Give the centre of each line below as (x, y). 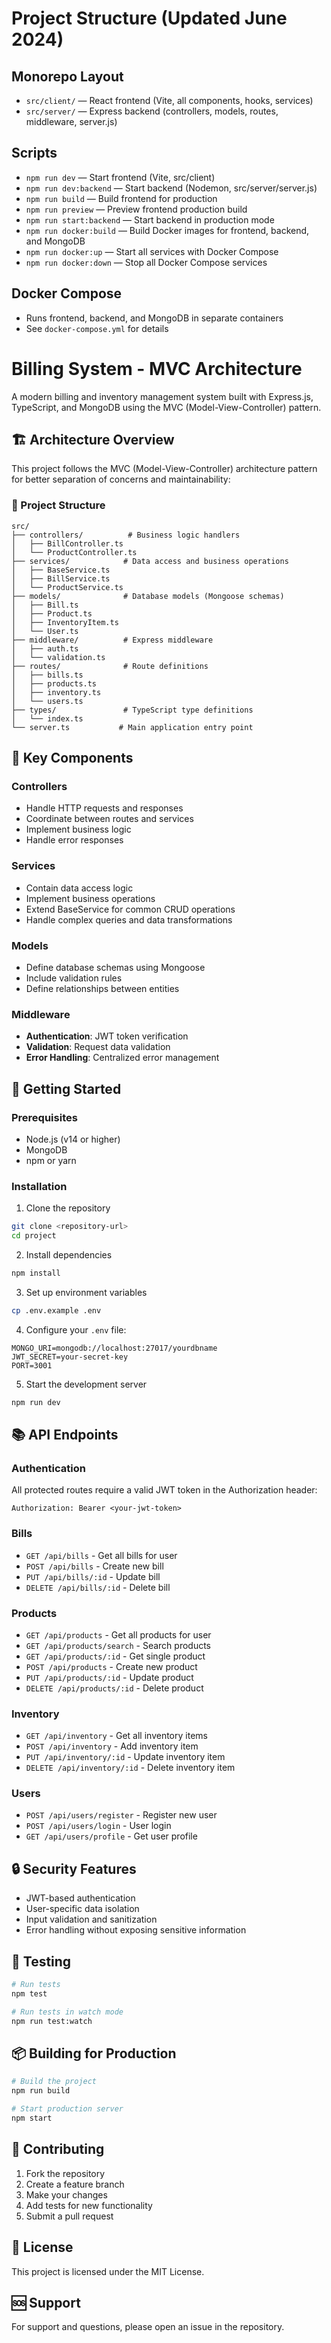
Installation (39, 1186)
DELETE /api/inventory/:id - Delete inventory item (130, 1768)
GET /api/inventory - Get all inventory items (116, 1736)
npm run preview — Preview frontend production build (136, 209)
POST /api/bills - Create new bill (94, 1566)
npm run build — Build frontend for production (121, 198)
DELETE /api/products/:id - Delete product (114, 1688)
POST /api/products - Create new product (111, 1666)
